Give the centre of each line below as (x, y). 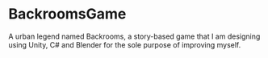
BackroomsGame (67, 14)
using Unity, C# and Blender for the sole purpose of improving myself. (125, 44)
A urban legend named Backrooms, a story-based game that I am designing (134, 36)
